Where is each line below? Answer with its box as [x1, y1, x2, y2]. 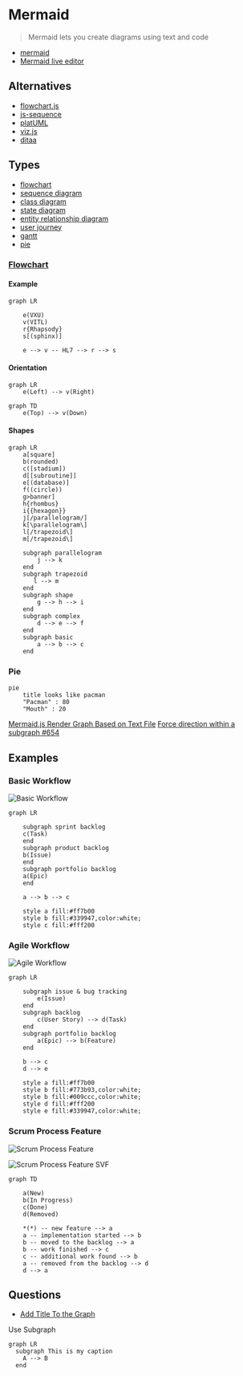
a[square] [22, 451, 56, 459]
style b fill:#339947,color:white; [22, 914, 142, 922]
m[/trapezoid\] [22, 535, 74, 543]
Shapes [8, 425, 34, 435]
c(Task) [22, 830, 48, 838]
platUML [19, 118, 49, 128]
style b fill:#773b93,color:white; [22, 1086, 142, 1094]
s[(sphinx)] [22, 332, 63, 340]
